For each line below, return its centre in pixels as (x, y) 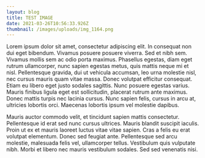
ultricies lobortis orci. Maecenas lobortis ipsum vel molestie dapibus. (93, 105)
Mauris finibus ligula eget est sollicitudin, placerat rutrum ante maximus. (97, 92)
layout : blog (23, 12)
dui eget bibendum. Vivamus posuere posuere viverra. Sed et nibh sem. (97, 53)
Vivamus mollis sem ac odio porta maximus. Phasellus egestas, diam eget (99, 59)
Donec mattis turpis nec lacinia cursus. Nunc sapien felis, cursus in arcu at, (101, 99)
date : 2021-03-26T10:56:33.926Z (47, 23)
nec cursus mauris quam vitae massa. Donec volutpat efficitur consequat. (99, 79)
